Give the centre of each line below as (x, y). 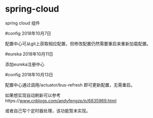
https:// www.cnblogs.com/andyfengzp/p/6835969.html (61, 101)
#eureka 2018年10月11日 (29, 54)
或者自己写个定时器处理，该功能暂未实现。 (48, 111)
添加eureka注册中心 (25, 64)
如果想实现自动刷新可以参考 (33, 95)
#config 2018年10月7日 (28, 33)
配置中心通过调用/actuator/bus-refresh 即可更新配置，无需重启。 (70, 85)
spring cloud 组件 (23, 23)
